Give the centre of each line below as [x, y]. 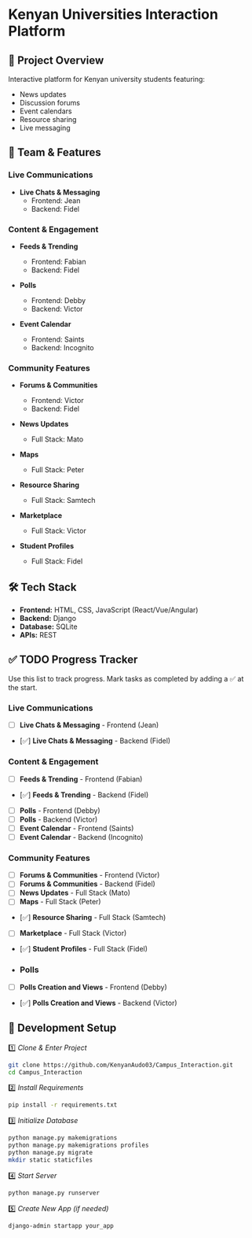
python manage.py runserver [54, 1193]
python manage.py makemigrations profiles [79, 1146]
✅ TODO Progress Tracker [73, 660]
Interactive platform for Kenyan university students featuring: [107, 79]
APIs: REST [38, 635]
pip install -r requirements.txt [63, 1105]
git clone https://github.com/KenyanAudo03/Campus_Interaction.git [121, 1065]
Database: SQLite [48, 626]
